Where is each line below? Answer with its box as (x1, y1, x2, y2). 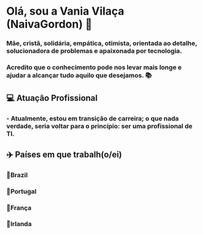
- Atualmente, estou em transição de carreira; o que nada (6, 114, 179, 123)
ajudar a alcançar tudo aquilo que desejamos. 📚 (6, 71, 152, 80)
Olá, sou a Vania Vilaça (6, 4, 125, 18)
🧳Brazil (6, 170, 28, 179)
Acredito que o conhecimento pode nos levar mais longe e (6, 63, 182, 71)
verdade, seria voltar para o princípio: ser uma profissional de (6, 122, 193, 131)
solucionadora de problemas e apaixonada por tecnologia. (6, 47, 182, 56)
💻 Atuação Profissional (6, 93, 98, 103)
